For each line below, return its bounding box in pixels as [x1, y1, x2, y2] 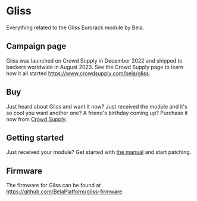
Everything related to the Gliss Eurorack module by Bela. [6, 24, 145, 31]
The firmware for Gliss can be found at [6, 182, 101, 189]
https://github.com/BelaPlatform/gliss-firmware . [6, 188, 124, 195]
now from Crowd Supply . [6, 115, 67, 123]
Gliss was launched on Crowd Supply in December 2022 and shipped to [6, 57, 183, 64]
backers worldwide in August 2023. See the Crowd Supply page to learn [6, 63, 184, 70]
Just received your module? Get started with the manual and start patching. [6, 149, 192, 156]
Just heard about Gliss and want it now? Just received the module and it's [6, 103, 187, 110]
